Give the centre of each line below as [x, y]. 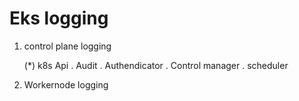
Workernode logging [66, 84]
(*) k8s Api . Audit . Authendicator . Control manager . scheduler [156, 65]
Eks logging [59, 18]
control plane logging [67, 46]
